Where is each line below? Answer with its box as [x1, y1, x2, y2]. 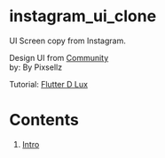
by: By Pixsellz [9, 62, 63, 72]
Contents [9, 110, 80, 130]
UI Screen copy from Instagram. [9, 35, 126, 46]
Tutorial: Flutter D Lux [9, 79, 89, 89]
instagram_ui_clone [9, 6, 157, 26]
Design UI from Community [9, 52, 109, 63]
